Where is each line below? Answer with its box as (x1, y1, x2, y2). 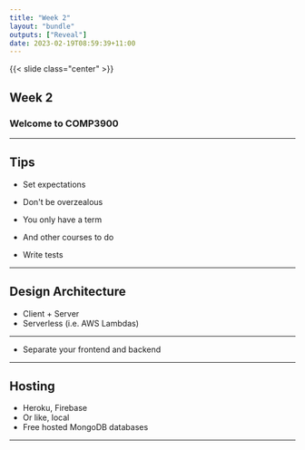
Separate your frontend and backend (22, 344, 162, 355)
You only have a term (22, 214, 103, 225)
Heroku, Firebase (22, 403, 88, 414)
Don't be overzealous (22, 196, 103, 207)
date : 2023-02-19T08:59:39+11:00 (9, 38, 136, 48)
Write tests (22, 249, 64, 259)
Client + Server (22, 308, 80, 318)
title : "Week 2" (9, 13, 71, 23)
